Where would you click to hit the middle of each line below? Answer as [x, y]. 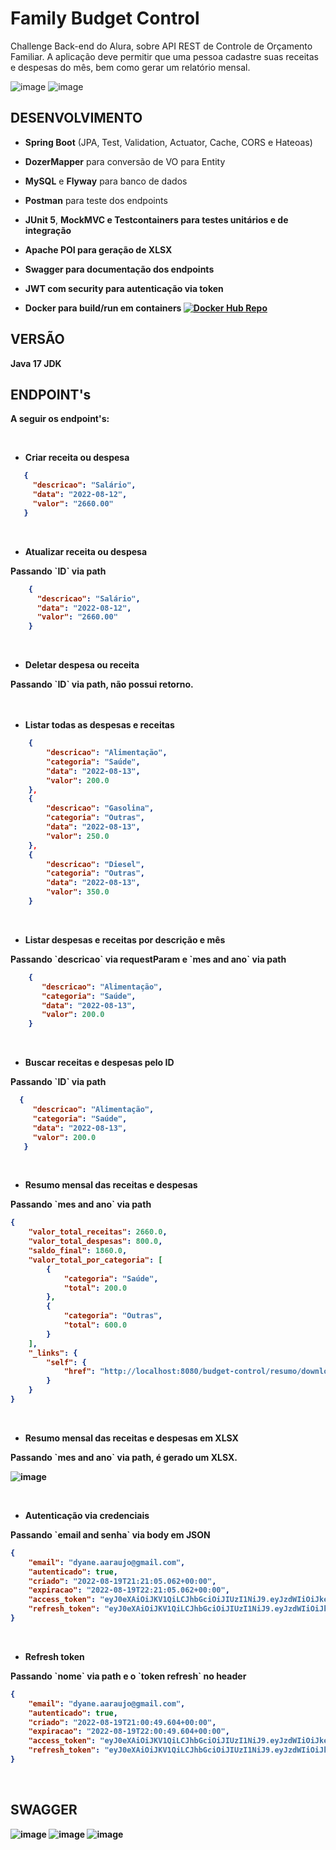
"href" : [80, 1372]
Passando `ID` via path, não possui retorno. [102, 684]
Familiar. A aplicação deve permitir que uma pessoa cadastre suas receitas [164, 56]
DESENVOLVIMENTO [76, 118]
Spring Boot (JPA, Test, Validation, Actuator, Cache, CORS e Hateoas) [168, 142]
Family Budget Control [105, 18]
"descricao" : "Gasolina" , [100, 808]
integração [48, 230]
